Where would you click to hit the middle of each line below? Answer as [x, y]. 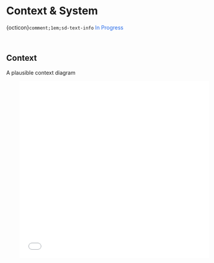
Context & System [52, 11]
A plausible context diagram [41, 72]
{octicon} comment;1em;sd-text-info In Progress [65, 27]
